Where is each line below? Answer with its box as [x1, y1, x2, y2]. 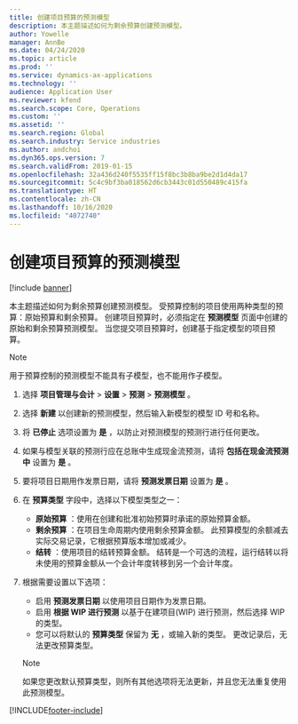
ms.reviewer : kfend [9, 95, 82, 105]
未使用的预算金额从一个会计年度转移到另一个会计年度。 [35, 557, 238, 569]
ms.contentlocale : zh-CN [9, 195, 101, 204]
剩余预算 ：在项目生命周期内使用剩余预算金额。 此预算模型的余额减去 [35, 524, 289, 535]
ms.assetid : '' [9, 121, 66, 130]
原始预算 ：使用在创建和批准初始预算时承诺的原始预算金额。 [35, 513, 255, 524]
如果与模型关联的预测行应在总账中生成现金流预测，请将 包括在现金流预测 [21, 445, 289, 456]
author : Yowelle [9, 29, 69, 38]
